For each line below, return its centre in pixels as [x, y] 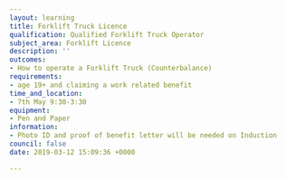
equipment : [30, 110]
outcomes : [28, 60]
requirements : [36, 77]
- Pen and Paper [40, 118]
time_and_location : [46, 93]
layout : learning [42, 18]
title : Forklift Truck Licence [68, 26]
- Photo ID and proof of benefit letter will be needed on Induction [143, 136]
